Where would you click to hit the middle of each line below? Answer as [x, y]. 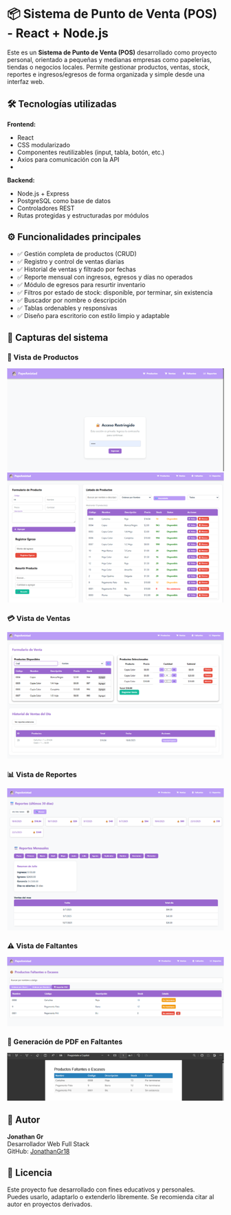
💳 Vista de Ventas [39, 618]
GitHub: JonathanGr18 [38, 1151]
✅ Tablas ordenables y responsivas [67, 308]
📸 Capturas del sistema [58, 338]
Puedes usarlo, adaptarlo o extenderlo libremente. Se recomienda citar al [111, 1196]
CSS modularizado [44, 145]
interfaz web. [26, 81]
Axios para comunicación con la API [68, 159]
